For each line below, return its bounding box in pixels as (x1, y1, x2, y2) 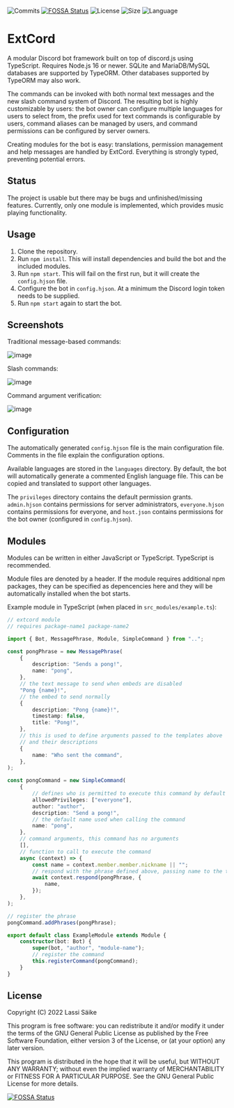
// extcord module (7, 616, 61, 623)
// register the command (32, 951, 104, 958)
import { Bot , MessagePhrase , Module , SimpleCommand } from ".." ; (7, 635, 204, 642)
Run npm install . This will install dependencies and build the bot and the (17, 254, 226, 263)
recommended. (7, 561, 51, 569)
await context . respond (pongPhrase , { (32, 874, 141, 881)
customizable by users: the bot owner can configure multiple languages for (7, 104, 223, 113)
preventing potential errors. (7, 155, 86, 163)
